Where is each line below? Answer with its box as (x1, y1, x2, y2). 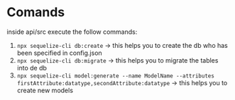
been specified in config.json (16, 49, 102, 57)
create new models (16, 86, 74, 94)
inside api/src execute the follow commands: (6, 27, 138, 36)
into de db (16, 63, 48, 72)
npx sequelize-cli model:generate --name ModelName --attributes (16, 72, 214, 80)
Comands (6, 4, 65, 20)
